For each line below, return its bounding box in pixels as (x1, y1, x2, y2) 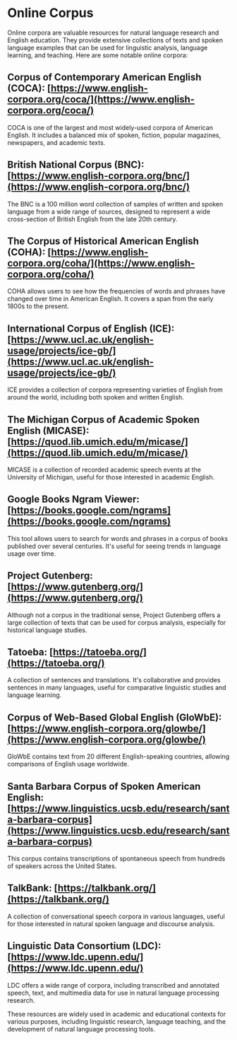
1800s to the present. (7, 302, 69, 310)
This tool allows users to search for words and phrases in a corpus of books (7, 534, 228, 542)
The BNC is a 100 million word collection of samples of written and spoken (7, 199, 224, 208)
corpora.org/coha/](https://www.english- (7, 257, 195, 269)
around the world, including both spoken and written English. (7, 393, 185, 402)
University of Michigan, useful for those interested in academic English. (7, 473, 215, 481)
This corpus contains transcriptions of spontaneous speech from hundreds (7, 854, 226, 863)
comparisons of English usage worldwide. (7, 760, 129, 769)
